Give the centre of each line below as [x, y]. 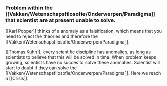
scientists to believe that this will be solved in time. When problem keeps [81, 57]
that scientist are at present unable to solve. [60, 20]
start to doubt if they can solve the [41, 68]
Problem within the [29, 8]
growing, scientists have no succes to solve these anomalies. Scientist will [83, 63]
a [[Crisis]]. [17, 79]
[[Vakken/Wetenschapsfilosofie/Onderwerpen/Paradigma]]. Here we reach [83, 73]
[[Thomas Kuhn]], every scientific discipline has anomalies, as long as [78, 52]
